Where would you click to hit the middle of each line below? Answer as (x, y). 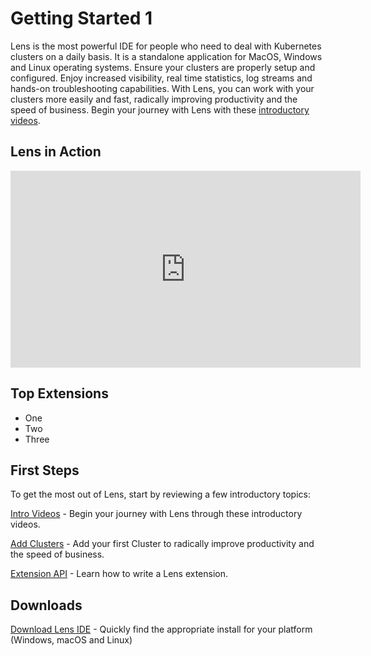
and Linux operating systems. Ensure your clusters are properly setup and (163, 67)
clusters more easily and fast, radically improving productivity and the (154, 99)
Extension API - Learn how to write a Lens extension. (119, 574)
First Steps (45, 470)
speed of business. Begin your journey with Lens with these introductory (160, 109)
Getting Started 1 (81, 18)
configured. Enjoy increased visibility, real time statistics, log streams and (161, 78)
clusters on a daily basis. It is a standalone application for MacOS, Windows (166, 56)
